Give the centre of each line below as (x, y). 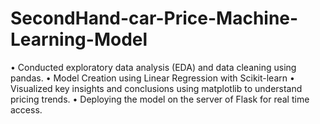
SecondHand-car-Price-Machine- (154, 18)
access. (26, 109)
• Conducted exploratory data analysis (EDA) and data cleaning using (153, 67)
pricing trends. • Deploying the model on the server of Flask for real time (160, 99)
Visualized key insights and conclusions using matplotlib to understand (156, 88)
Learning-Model (79, 39)
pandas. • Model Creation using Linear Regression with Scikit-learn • (152, 78)
